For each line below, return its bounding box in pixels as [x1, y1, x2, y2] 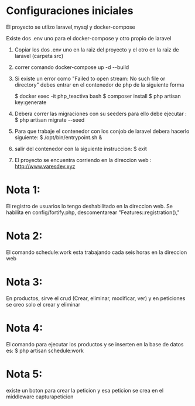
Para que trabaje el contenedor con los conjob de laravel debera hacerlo [14, 128, 190, 135]
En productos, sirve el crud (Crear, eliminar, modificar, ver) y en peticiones [6, 294, 186, 302]
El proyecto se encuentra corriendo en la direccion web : [14, 156, 152, 163]
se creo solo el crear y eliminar [6, 301, 81, 308]
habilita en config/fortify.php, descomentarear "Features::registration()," [6, 209, 180, 216]
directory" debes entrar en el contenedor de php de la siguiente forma [14, 81, 184, 88]
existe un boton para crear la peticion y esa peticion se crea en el [6, 387, 164, 394]
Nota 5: [6, 367, 43, 381]
